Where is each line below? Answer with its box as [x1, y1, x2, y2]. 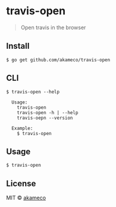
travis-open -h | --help [17, 109, 79, 115]
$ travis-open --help [6, 89, 60, 95]
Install [6, 41, 30, 51]
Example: [11, 125, 33, 131]
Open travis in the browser [20, 24, 86, 31]
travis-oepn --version [17, 115, 73, 121]
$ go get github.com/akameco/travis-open [6, 57, 111, 63]
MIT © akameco [6, 195, 46, 202]
